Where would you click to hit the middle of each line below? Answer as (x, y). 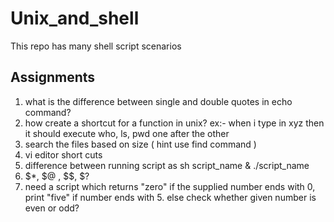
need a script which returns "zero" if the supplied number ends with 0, (170, 186)
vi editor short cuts (63, 154)
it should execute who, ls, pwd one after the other (127, 133)
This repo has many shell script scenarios (96, 46)
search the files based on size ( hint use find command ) (140, 144)
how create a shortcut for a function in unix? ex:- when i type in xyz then (174, 123)
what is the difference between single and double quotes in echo (158, 101)
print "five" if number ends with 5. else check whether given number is (170, 197)
